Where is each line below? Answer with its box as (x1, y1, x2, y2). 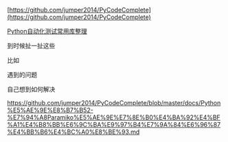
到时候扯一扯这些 (7, 42, 55, 50)
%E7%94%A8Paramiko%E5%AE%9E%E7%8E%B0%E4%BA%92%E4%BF (7, 113, 220, 122)
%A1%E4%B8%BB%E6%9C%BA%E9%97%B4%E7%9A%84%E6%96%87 (7, 121, 221, 128)
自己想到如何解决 (7, 85, 55, 93)
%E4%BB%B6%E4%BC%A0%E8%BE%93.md (7, 128, 140, 136)
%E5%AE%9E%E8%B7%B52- (7, 106, 94, 114)
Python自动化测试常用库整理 (7, 27, 88, 35)
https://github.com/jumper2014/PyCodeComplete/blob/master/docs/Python (7, 99, 221, 106)
